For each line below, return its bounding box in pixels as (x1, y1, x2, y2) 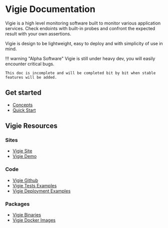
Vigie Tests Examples (12, 182, 57, 188)
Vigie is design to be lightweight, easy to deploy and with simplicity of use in (5, 40, 163, 46)
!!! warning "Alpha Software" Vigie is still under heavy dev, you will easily (5, 55, 155, 61)
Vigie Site (12, 148, 33, 154)
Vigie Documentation (5, 4, 96, 15)
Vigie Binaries (12, 212, 41, 218)
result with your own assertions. (5, 31, 72, 37)
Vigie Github (12, 177, 39, 183)
